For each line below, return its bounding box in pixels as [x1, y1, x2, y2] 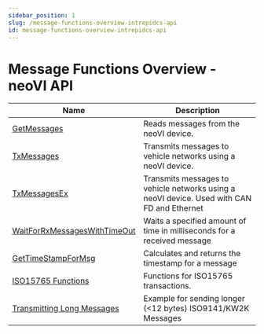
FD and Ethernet [143, 203, 203, 214]
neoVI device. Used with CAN [143, 193, 252, 204]
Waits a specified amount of [143, 215, 247, 226]
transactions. [143, 281, 192, 292]
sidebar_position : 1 [8, 11, 76, 20]
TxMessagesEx [12, 188, 68, 199]
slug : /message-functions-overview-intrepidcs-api [8, 19, 178, 27]
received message [143, 235, 212, 246]
